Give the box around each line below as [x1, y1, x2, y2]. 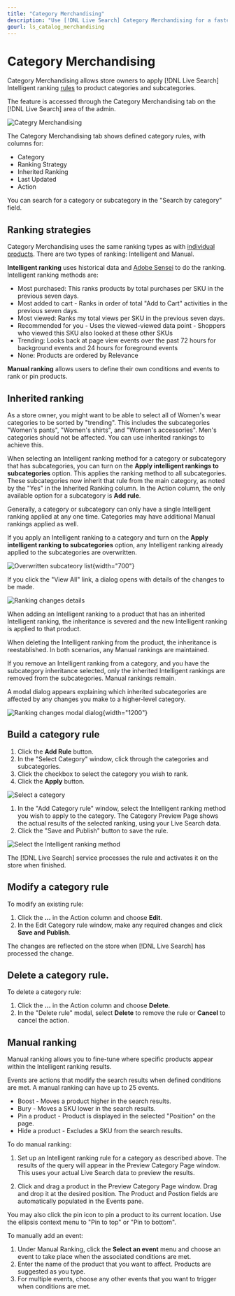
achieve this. [7, 440, 44, 449]
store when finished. [7, 861, 66, 869]
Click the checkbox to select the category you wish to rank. [17, 770, 189, 778]
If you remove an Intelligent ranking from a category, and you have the [7, 658, 210, 668]
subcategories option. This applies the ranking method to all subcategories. [7, 469, 227, 477]
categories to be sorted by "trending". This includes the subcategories [7, 418, 211, 426]
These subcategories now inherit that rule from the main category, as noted [7, 476, 225, 484]
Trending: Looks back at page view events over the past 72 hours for [17, 336, 216, 345]
